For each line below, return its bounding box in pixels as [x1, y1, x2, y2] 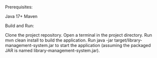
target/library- [114, 37, 142, 43]
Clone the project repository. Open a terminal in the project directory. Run [5, 32, 152, 38]
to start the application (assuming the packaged [55, 43, 151, 48]
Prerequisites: [5, 4, 33, 10]
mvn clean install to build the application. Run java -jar [5, 37, 113, 43]
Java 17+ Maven [5, 14, 38, 19]
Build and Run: [5, 23, 34, 29]
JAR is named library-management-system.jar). [5, 48, 100, 53]
